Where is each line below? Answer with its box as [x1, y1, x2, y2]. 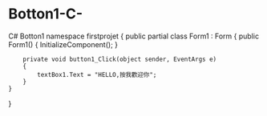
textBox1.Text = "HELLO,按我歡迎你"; [37, 70, 157, 78]
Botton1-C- [8, 5, 83, 23]
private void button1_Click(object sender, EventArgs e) [22, 55, 217, 63]
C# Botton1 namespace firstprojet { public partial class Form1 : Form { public [8, 31, 259, 41]
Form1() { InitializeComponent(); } [8, 39, 119, 49]
